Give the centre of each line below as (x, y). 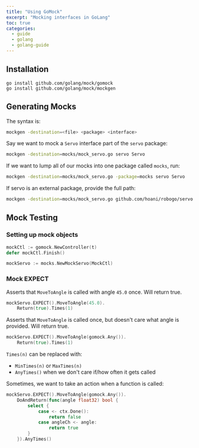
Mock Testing (32, 218)
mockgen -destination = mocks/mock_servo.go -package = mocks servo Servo (96, 177)
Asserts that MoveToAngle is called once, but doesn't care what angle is (93, 320)
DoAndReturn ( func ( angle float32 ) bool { (68, 400)
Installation (27, 69)
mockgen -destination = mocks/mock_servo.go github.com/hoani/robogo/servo (100, 199)
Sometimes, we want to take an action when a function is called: (85, 384)
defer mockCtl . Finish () (36, 253)
